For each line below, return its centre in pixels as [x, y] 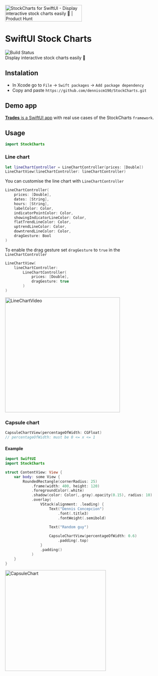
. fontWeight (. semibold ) [82, 518]
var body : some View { [37, 477]
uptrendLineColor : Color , [40, 227]
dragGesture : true [50, 281]
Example [14, 448]
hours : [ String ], [32, 204]
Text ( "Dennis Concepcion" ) [77, 509]
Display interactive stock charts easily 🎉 [45, 58]
